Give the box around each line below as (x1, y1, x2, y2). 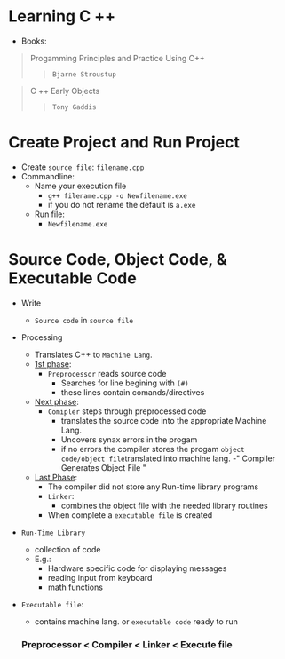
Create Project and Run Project (8, 132, 241, 153)
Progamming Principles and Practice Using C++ (29, 52, 205, 63)
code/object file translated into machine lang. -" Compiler (60, 453, 276, 464)
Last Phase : (34, 472, 77, 482)
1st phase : (34, 358, 72, 369)
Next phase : (34, 396, 79, 407)
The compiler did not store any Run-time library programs (47, 481, 259, 492)
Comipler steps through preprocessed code (47, 406, 207, 417)
